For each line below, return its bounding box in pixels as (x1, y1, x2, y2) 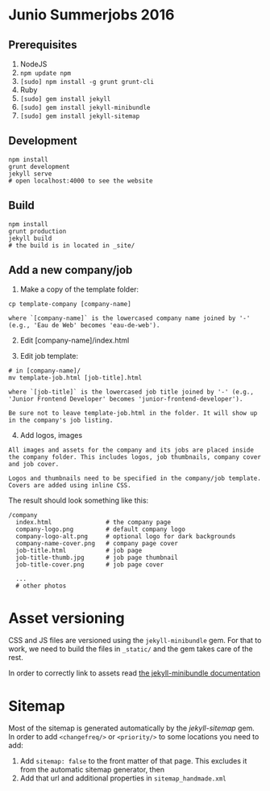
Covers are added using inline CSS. (8, 482, 131, 490)
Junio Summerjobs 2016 (8, 6, 175, 24)
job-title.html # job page (15, 547, 143, 555)
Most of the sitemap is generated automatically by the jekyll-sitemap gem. (8, 723, 255, 733)
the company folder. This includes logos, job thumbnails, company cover (8, 453, 262, 461)
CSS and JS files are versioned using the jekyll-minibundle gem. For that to (8, 636, 262, 646)
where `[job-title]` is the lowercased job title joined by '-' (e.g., (8, 388, 254, 397)
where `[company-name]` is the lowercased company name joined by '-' (8, 314, 251, 322)
